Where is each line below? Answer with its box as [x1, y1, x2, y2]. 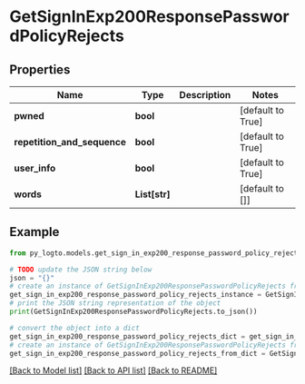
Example [9, 224, 60, 240]
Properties [9, 62, 71, 77]
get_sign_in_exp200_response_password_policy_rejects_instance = [9, 290, 261, 300]
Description [179, 89, 231, 101]
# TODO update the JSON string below [9, 265, 152, 274]
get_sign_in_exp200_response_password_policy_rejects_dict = [9, 331, 246, 341]
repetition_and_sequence [14, 136, 127, 148]
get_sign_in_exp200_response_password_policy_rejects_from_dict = [9, 349, 266, 358]
